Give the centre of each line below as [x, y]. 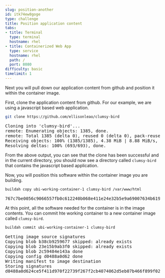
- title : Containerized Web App [38, 46]
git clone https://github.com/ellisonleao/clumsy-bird [62, 117]
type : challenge [22, 19]
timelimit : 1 [18, 74]
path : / [17, 60]
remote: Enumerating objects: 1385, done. [57, 131]
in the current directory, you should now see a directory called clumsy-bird [81, 160]
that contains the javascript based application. [52, 165]
